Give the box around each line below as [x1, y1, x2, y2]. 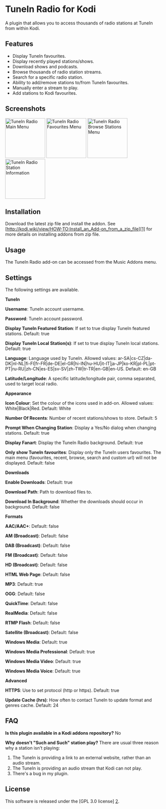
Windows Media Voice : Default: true [5, 668, 81, 674]
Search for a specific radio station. [12, 74, 84, 80]
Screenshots [5, 105, 46, 113]
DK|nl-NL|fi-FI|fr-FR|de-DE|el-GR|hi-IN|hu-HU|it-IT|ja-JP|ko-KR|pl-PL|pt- [5, 360, 156, 366]
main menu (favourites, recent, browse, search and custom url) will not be [5, 455, 157, 461]
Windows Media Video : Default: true [5, 658, 81, 664]
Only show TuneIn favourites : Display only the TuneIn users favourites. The [5, 450, 162, 455]
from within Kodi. [5, 25, 40, 31]
